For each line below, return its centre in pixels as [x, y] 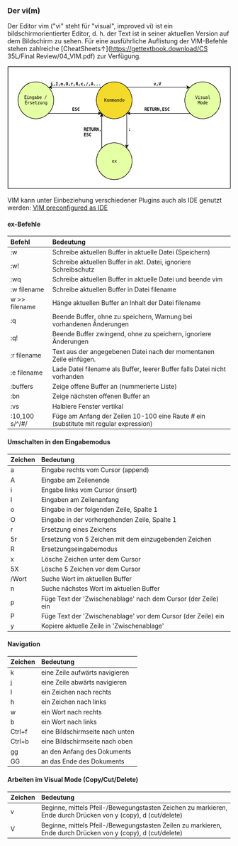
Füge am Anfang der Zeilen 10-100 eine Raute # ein [129, 416]
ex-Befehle [24, 224]
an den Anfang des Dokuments [86, 751]
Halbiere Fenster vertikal [88, 406]
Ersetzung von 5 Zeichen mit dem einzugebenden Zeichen [126, 540]
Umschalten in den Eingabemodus [59, 442]
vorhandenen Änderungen [91, 324]
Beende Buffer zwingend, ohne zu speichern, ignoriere [132, 334]
